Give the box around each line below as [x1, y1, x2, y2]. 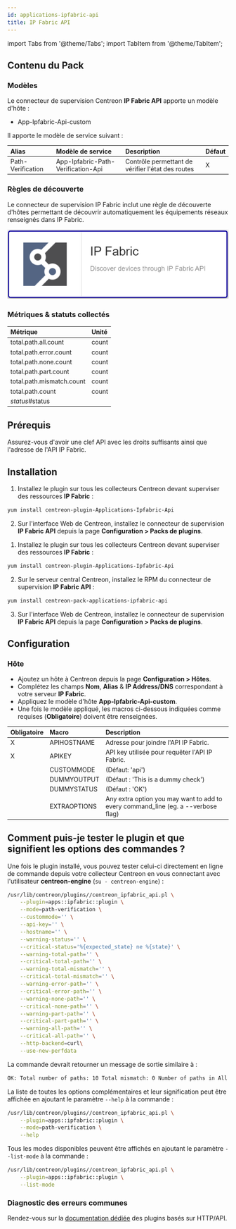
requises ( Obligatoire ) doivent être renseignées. [17, 712, 158, 721]
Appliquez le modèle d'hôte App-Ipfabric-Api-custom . [17, 698, 178, 706]
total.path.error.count [10, 347, 72, 356]
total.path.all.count [10, 338, 65, 347]
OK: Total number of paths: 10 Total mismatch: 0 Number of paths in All [7, 1075, 228, 1082]
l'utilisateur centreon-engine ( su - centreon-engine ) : [7, 877, 164, 885]
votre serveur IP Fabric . [17, 690, 86, 698]
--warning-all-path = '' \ [20, 1025, 93, 1032]
